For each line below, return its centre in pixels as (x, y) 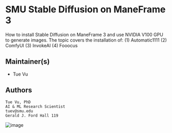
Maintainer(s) (27, 62)
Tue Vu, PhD (18, 102)
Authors (19, 90)
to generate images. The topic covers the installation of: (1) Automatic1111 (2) (86, 40)
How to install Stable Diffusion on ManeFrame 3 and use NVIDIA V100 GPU (84, 34)
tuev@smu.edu (19, 111)
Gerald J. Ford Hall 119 (32, 116)
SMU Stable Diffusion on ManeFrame (85, 9)
